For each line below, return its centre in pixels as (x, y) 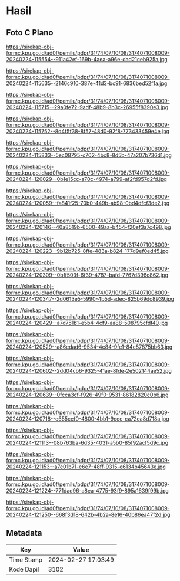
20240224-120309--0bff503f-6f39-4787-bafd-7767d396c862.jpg (87, 275)
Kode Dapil (24, 569)
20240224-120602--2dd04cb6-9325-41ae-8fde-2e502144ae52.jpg (89, 371)
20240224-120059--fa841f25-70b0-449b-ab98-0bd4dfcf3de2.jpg (88, 203)
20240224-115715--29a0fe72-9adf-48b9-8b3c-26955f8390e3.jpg (87, 107)
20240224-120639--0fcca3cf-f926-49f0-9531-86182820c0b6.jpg (87, 395)
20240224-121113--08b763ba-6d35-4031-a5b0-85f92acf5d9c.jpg (87, 443)
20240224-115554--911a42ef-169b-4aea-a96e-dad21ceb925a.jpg (87, 59)
